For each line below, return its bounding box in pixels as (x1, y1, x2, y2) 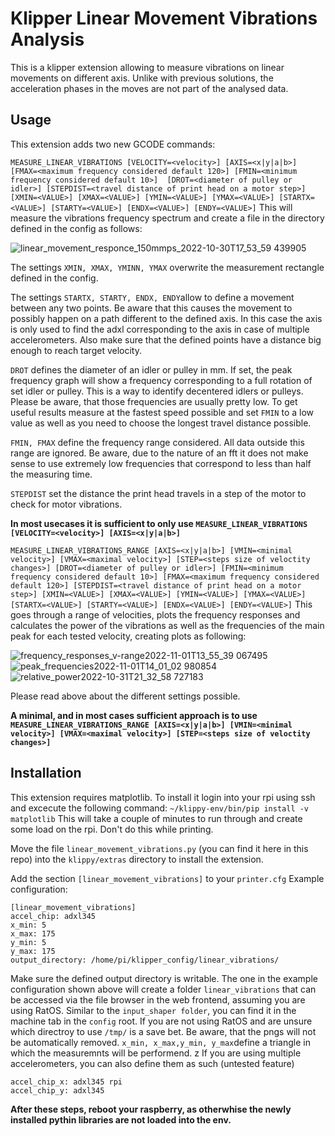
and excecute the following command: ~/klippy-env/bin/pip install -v (10, 802, 310, 814)
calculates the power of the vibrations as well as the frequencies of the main (10, 619, 325, 631)
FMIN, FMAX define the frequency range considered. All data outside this (10, 436, 305, 448)
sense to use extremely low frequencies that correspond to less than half (10, 457, 312, 469)
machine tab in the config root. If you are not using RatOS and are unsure (10, 1015, 313, 1027)
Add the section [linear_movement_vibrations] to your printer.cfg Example (10, 872, 325, 884)
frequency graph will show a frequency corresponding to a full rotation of (10, 374, 313, 386)
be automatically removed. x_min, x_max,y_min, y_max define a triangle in (10, 1036, 311, 1048)
